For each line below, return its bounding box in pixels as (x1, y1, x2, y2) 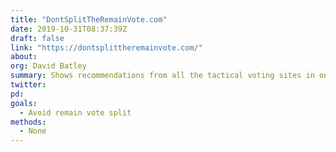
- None (19, 126, 47, 136)
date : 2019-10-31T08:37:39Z (10, 24, 128, 34)
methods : (10, 117, 47, 127)
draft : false (10, 33, 65, 43)
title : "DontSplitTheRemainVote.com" (10, 14, 168, 25)
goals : (10, 98, 38, 108)
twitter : (10, 80, 47, 90)
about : (10, 52, 38, 62)
